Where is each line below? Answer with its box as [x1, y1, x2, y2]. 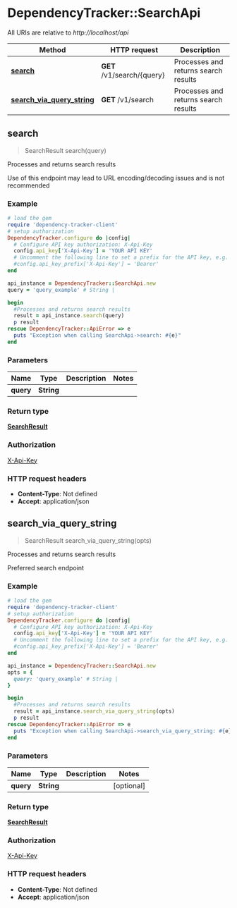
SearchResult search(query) [24, 146, 107, 154]
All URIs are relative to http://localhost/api [7, 28, 129, 37]
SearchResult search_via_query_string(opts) [24, 536, 152, 544]
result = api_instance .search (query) [13, 312, 125, 319]
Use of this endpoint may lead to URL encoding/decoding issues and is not [7, 173, 225, 182]
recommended [7, 181, 50, 190]
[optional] [112, 780, 146, 790]
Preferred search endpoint [7, 563, 85, 572]
